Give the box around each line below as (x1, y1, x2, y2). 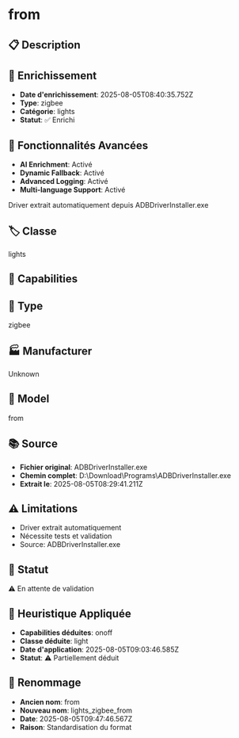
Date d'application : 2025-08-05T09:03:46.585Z (19, 644, 180, 655)
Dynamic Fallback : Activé (19, 168, 104, 178)
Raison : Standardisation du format (19, 722, 132, 732)
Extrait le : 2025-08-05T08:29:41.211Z (19, 479, 144, 488)
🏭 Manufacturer (8, 344, 93, 358)
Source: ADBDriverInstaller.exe (19, 540, 121, 549)
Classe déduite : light (19, 637, 89, 646)
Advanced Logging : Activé (19, 177, 108, 186)
